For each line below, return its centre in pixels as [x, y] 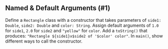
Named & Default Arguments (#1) [58, 8]
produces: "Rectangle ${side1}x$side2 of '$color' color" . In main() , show [84, 36]
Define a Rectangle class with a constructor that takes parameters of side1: [83, 20]
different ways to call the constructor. [44, 41]
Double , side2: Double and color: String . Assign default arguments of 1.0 [82, 25]
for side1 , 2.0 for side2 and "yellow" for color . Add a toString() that [76, 30]
